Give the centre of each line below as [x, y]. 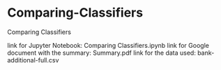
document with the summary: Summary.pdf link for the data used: [102, 53]
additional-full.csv [33, 60]
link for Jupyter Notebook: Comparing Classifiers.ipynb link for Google [108, 45]
